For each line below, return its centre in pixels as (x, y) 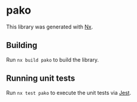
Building (22, 45)
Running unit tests (41, 79)
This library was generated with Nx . (50, 27)
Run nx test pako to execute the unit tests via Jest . (69, 93)
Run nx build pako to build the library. (52, 59)
